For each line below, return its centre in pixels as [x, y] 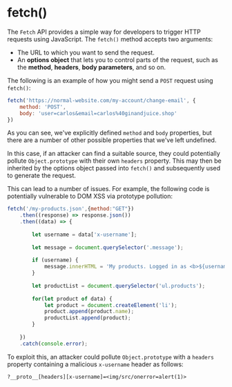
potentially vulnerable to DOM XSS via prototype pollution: [90, 196]
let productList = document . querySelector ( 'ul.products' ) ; [119, 286]
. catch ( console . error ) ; [54, 344]
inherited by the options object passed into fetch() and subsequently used [114, 168]
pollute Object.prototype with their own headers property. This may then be [115, 161]
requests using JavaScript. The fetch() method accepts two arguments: [110, 39]
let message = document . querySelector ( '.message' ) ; [108, 247]
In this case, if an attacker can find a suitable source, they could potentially [114, 154]
